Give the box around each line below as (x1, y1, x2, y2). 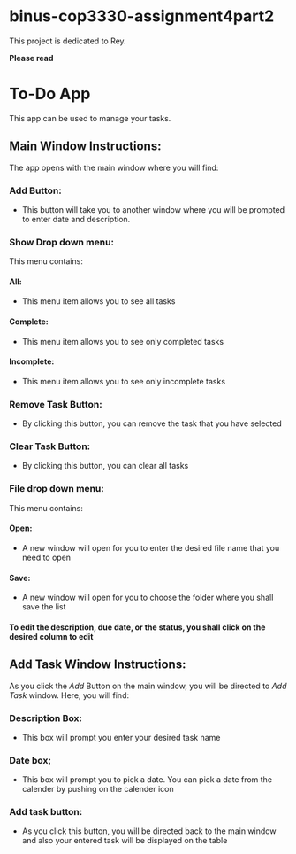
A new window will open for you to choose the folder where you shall (21, 592, 274, 603)
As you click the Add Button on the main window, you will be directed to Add (9, 680, 287, 691)
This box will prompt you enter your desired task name (21, 732, 221, 742)
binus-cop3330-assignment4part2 (9, 6, 275, 27)
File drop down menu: (9, 483, 104, 495)
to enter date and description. (21, 213, 131, 224)
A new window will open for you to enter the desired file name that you (21, 542, 280, 553)
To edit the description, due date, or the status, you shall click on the (9, 622, 266, 633)
